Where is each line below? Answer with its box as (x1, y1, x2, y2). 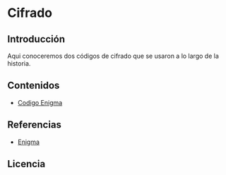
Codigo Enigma (17, 98, 63, 107)
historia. (7, 59, 31, 68)
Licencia (7, 158, 46, 170)
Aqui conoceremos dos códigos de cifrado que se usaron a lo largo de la (7, 52, 219, 60)
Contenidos (7, 80, 60, 92)
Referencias (7, 119, 62, 131)
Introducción (7, 33, 66, 45)
